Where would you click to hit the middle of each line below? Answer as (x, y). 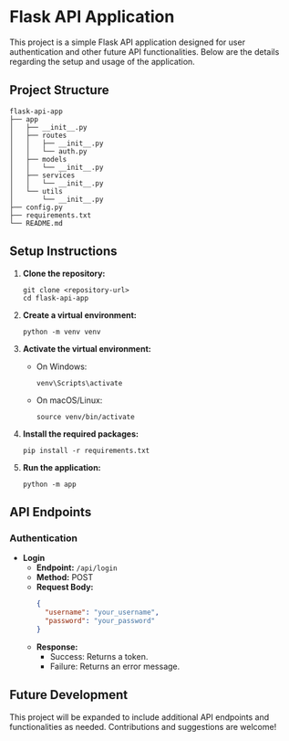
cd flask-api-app (56, 298)
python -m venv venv (62, 332)
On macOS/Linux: (69, 400)
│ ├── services (42, 175)
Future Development (69, 695)
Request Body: (65, 588)
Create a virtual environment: (79, 315)
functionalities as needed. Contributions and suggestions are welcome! (143, 726)
